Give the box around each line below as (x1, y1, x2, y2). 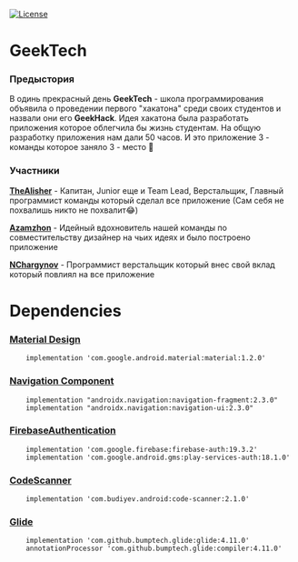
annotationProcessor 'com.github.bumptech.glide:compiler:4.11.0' (25, 544, 283, 554)
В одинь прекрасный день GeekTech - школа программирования (9, 94, 264, 105)
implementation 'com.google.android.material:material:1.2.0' (25, 354, 266, 363)
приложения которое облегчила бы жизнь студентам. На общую (9, 123, 262, 134)
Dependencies (9, 300, 122, 321)
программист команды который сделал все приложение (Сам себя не (9, 195, 284, 206)
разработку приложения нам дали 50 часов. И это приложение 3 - (9, 132, 270, 143)
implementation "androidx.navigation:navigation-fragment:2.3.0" (25, 396, 279, 405)
